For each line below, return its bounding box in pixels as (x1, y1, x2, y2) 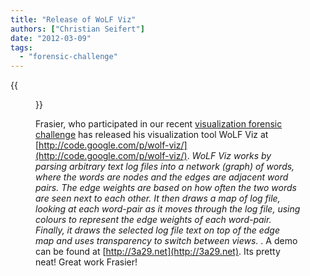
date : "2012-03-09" (10, 33, 92, 43)
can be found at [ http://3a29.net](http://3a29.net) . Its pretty (35, 246, 281, 258)
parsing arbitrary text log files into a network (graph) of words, (35, 161, 295, 173)
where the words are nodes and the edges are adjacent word (35, 171, 289, 183)
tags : (10, 42, 33, 53)
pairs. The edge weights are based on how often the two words (35, 182, 297, 194)
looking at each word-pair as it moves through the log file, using (35, 203, 301, 215)
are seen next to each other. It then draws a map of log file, (35, 192, 281, 205)
